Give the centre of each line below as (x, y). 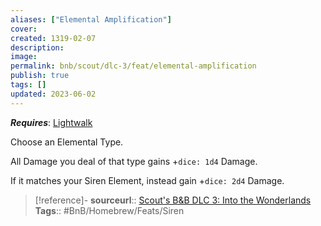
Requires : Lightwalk (51, 122)
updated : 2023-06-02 (53, 94)
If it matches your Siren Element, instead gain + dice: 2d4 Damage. (147, 180)
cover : (24, 29)
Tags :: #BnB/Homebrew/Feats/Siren (109, 210)
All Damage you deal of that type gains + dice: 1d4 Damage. (134, 161)
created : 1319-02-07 (53, 38)
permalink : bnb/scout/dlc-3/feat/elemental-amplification (133, 66)
